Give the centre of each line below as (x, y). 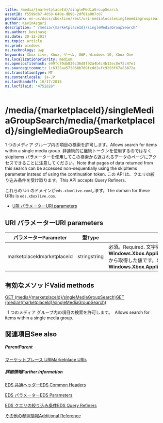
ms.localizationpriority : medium (39, 59)
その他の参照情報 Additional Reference (43, 416)
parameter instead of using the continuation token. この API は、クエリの (78, 174)
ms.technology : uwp (25, 50)
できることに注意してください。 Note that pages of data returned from (83, 163)
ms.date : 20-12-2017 (26, 37)
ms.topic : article (24, 41)
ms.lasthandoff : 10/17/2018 (33, 81)
